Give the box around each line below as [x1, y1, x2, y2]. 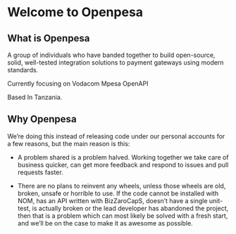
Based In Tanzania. [7, 93, 63, 101]
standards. [7, 66, 39, 74]
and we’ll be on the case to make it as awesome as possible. [17, 219, 193, 227]
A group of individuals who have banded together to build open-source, [7, 51, 216, 59]
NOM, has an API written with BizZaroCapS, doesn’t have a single [17, 196, 208, 204]
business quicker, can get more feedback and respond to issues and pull [17, 160, 229, 169]
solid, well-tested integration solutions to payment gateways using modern [7, 58, 224, 67]
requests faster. [17, 168, 63, 176]
